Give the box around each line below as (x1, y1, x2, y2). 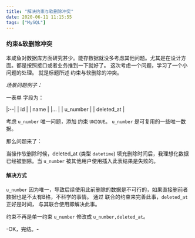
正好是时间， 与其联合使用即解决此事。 (6, 200, 100, 208)
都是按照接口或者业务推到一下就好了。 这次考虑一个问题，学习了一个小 (16, 62, 188, 69)
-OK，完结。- (6, 225, 39, 232)
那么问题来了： (6, 137, 42, 144)
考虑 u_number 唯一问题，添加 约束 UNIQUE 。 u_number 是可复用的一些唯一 (6, 118, 181, 125)
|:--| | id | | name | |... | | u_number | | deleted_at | (6, 106, 125, 113)
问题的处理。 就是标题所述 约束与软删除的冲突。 (6, 69, 122, 76)
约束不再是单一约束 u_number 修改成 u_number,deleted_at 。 (6, 213, 149, 220)
